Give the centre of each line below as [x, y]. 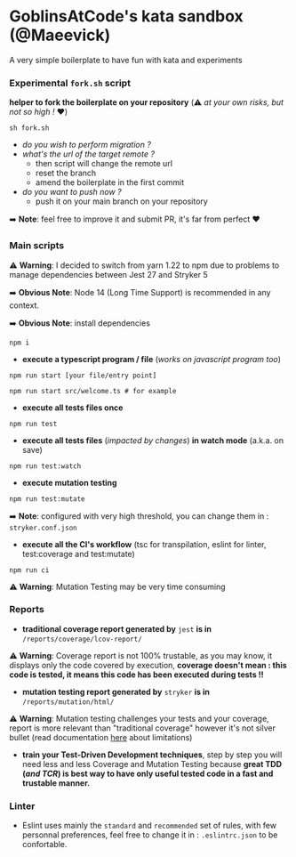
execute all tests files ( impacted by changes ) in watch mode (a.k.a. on [153, 440]
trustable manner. [56, 783]
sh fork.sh [29, 128]
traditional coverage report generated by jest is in [116, 628]
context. [24, 305]
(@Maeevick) [60, 35]
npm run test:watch [45, 466]
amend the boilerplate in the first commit [110, 182]
